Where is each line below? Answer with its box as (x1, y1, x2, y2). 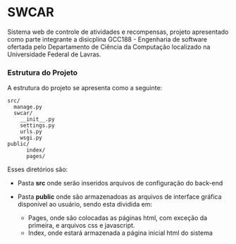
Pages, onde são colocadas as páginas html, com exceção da (27, 214, 208, 222)
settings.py (20, 122, 55, 129)
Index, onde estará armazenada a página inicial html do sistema (27, 228, 213, 237)
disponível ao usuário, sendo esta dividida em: (17, 200, 153, 209)
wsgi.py (20, 135, 42, 142)
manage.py (13, 104, 42, 111)
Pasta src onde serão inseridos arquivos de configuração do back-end (17, 179, 223, 188)
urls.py (20, 128, 42, 135)
